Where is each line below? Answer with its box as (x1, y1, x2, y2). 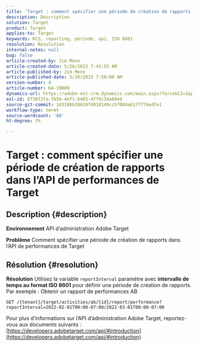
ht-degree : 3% (6, 118, 41, 124)
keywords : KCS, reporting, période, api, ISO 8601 (6, 36, 133, 42)
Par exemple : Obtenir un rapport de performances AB (6, 288, 137, 295)
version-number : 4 (6, 80, 51, 86)
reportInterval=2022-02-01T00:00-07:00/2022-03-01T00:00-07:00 (6, 304, 165, 310)
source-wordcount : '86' (6, 112, 65, 118)
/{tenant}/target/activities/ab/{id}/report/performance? (16, 299, 162, 305)
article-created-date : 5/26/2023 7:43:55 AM (6, 63, 117, 69)
